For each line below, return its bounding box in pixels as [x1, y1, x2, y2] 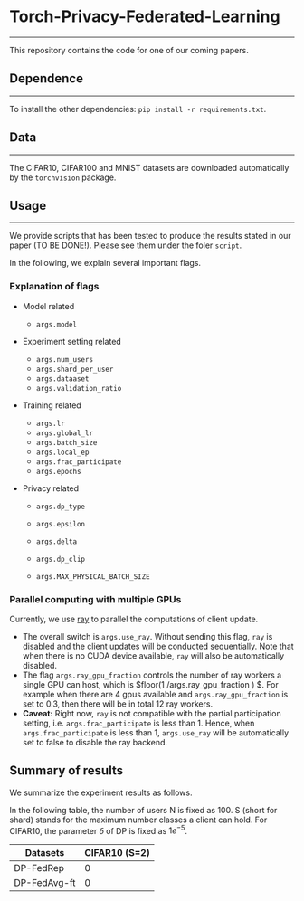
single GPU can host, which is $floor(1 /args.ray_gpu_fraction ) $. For [22, 678, 279, 689]
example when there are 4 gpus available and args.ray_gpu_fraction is [22, 688, 289, 699]
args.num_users [35, 355, 93, 364]
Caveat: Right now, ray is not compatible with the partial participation [22, 707, 282, 718]
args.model [35, 319, 78, 329]
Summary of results [9, 763, 124, 779]
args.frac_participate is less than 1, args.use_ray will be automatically [22, 726, 290, 738]
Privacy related [22, 482, 80, 494]
